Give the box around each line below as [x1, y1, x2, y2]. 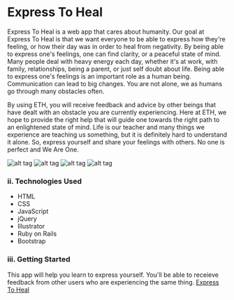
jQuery [17, 214, 37, 223]
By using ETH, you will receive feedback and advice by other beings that [7, 100, 217, 109]
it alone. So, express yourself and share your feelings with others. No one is [7, 137, 225, 146]
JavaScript [17, 207, 49, 216]
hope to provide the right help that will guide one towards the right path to [7, 115, 220, 123]
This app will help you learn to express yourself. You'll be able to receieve [7, 271, 219, 279]
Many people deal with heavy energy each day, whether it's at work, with [7, 57, 218, 65]
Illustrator [17, 222, 45, 231]
